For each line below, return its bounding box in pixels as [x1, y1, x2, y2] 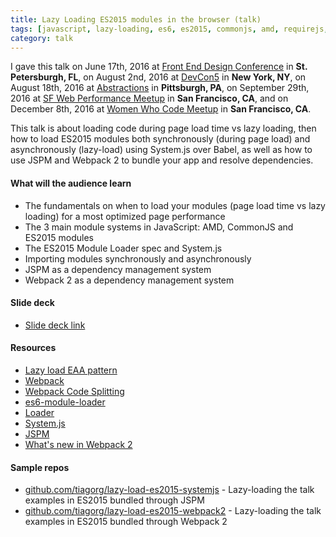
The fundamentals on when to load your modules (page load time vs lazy [24, 199, 326, 211]
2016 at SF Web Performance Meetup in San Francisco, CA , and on [10, 92, 289, 105]
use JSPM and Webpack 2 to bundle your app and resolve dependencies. [10, 154, 314, 166]
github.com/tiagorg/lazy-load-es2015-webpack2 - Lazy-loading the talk [24, 505, 322, 517]
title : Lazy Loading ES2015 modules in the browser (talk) [10, 14, 262, 25]
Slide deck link [24, 319, 86, 331]
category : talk [10, 33, 74, 43]
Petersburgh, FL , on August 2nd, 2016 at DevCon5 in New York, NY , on [10, 71, 307, 83]
